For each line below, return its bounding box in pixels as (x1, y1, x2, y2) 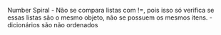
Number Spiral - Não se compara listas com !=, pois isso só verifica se (7, 6, 215, 14)
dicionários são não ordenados (7, 21, 98, 29)
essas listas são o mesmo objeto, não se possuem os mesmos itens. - (7, 13, 212, 22)
